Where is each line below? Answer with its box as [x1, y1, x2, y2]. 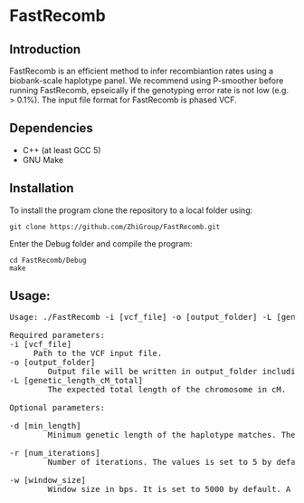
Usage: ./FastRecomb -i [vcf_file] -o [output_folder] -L [9, 312, 272, 323]
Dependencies [9, 121, 93, 136]
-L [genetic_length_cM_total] [9, 375, 144, 386]
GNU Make [22, 154, 64, 165]
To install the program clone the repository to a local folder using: [9, 205, 253, 216]
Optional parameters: [9, 402, 106, 413]
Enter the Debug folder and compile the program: [9, 237, 193, 249]
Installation [9, 180, 74, 196]
